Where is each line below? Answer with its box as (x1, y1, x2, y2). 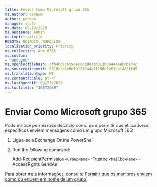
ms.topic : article (5, 35, 43, 40)
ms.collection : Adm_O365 (5, 48, 56, 53)
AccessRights (12, 161, 40, 167)
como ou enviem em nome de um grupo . (5, 176, 88, 182)
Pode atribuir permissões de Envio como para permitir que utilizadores (5, 123, 149, 128)
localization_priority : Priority (5, 44, 74, 49)
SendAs (41, 161, 58, 167)
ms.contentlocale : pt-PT (5, 76, 56, 81)
